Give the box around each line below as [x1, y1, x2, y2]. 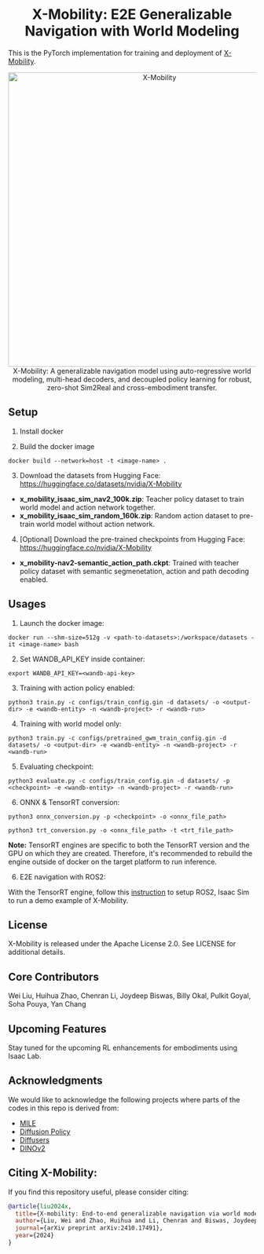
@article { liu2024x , [8, 1202, 72, 1210]
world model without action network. [36, 519, 156, 528]
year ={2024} [15, 1231, 55, 1240]
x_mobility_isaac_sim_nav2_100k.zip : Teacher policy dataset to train [19, 494, 245, 503]
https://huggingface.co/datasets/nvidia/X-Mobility [19, 479, 182, 488]
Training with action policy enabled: [19, 683, 135, 693]
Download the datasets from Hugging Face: [19, 470, 161, 480]
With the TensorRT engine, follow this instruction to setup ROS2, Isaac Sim [8, 887, 250, 897]
